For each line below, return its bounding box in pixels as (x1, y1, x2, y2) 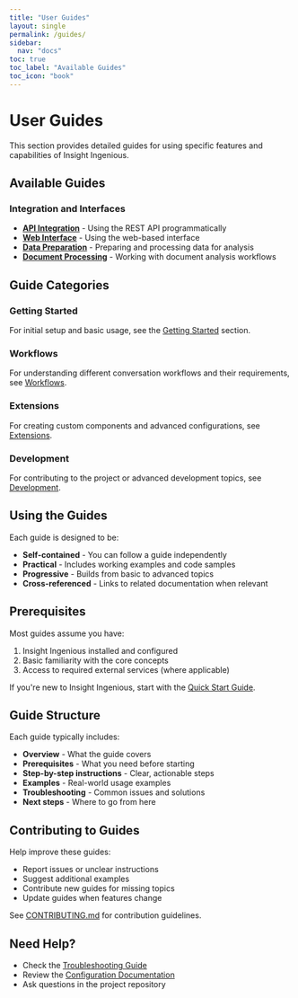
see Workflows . (9, 377, 67, 388)
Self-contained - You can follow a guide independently (22, 549, 227, 560)
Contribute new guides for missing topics (22, 883, 175, 894)
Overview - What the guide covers (22, 749, 152, 760)
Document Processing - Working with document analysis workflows (22, 252, 276, 262)
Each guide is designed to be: (9, 532, 119, 543)
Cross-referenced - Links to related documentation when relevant (22, 578, 268, 588)
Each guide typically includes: (9, 731, 120, 742)
